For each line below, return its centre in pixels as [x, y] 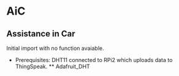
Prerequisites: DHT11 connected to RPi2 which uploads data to [94, 60]
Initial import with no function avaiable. [55, 48]
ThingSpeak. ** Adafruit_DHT [52, 66]
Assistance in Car [41, 34]
